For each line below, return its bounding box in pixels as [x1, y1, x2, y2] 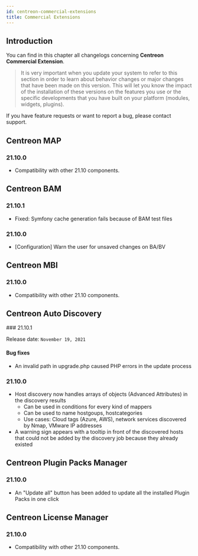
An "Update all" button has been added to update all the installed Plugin [14, 489, 190, 496]
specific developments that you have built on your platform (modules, [20, 95, 190, 102]
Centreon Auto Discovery [6, 308, 102, 319]
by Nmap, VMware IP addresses [23, 422, 102, 429]
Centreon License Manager [6, 512, 109, 523]
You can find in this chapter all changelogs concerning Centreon [6, 51, 164, 59]
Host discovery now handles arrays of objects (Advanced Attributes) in [14, 391, 188, 398]
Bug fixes [6, 349, 30, 356]
